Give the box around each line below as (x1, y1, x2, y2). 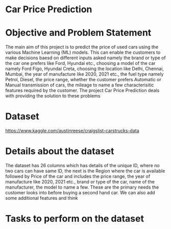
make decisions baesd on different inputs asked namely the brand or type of (5, 55, 166, 61)
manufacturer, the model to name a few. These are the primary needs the (5, 184, 159, 190)
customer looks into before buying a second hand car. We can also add (5, 190, 155, 195)
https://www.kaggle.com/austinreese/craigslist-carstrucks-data (5, 128, 139, 134)
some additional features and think (5, 195, 78, 201)
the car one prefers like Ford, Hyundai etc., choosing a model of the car (5, 60, 156, 66)
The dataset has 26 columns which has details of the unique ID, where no (5, 163, 160, 168)
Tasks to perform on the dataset (5, 213, 144, 224)
